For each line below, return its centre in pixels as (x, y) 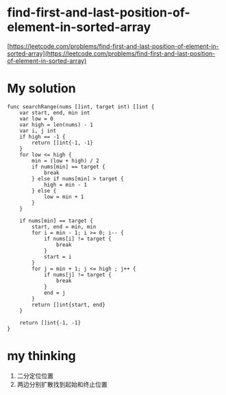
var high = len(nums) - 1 (56, 125)
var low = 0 (36, 119)
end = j (55, 293)
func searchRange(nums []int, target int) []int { (81, 107)
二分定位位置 (35, 376)
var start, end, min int (55, 112)
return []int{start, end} (69, 304)
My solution (42, 89)
